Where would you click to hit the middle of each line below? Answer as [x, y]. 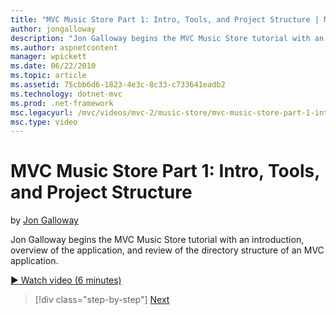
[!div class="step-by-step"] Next [102, 300]
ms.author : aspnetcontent [64, 47]
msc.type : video [44, 122]
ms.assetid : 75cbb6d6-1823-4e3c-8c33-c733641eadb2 [118, 85]
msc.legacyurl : [42, 112]
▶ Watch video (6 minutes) [66, 280]
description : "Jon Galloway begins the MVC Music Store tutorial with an [167, 38]
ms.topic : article [48, 76]
